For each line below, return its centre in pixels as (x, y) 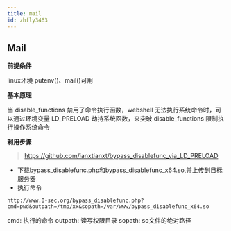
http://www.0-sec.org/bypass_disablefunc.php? (76, 201)
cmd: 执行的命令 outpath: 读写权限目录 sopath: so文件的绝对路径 (100, 221)
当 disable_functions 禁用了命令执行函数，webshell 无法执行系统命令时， (111, 110)
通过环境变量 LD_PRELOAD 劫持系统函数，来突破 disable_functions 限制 (115, 119)
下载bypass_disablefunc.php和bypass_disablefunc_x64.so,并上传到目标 (120, 170)
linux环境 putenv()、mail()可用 (50, 80)
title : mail (24, 14)
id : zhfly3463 (28, 20)
